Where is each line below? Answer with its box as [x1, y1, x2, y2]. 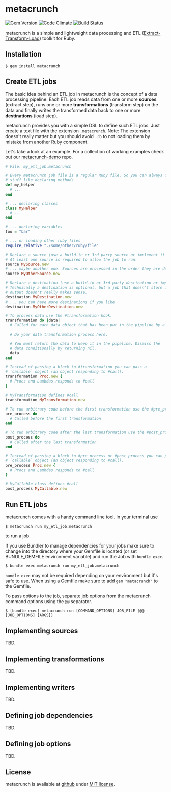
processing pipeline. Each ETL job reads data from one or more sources [5, 96, 157, 102]
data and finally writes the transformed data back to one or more [5, 107, 141, 113]
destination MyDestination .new [5, 294, 72, 299]
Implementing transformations [5, 654, 104, 663]
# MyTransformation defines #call [5, 393, 79, 398]
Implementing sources [5, 626, 78, 635]
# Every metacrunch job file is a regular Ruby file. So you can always [5, 173, 163, 178]
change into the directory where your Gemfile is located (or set [5, 548, 137, 554]
